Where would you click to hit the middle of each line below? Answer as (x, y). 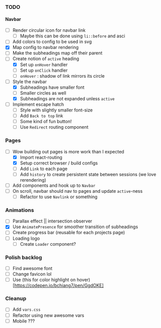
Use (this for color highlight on (44, 280)
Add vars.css (26, 309)
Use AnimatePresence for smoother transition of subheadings (75, 227)
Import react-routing (41, 157)
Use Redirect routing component (54, 127)
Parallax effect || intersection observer (52, 221)
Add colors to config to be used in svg (52, 42)
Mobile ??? (24, 321)
